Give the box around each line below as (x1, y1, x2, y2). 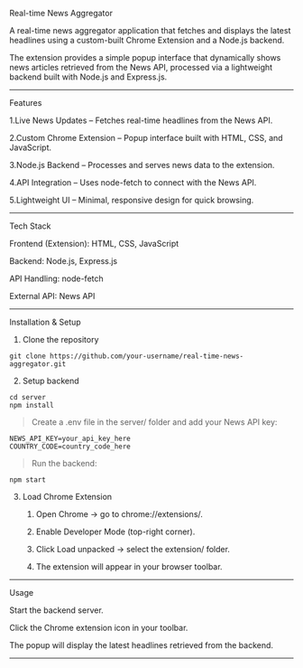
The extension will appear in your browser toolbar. (35, 561, 223, 572)
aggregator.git (9, 360, 67, 369)
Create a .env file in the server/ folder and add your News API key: (31, 417, 278, 428)
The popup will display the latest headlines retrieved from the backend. (9, 640, 273, 650)
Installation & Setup (9, 316, 81, 327)
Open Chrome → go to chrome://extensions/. (35, 509, 203, 519)
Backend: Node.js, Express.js (9, 256, 118, 266)
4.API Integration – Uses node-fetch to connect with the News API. (9, 177, 257, 188)
